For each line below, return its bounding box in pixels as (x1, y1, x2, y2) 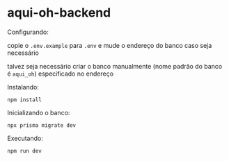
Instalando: (7, 83, 40, 91)
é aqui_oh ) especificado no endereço (7, 69, 113, 78)
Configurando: (7, 28, 49, 36)
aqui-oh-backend (7, 5, 111, 21)
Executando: (7, 134, 43, 142)
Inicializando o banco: (7, 108, 70, 117)
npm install (7, 96, 42, 103)
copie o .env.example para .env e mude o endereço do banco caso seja (7, 41, 212, 49)
